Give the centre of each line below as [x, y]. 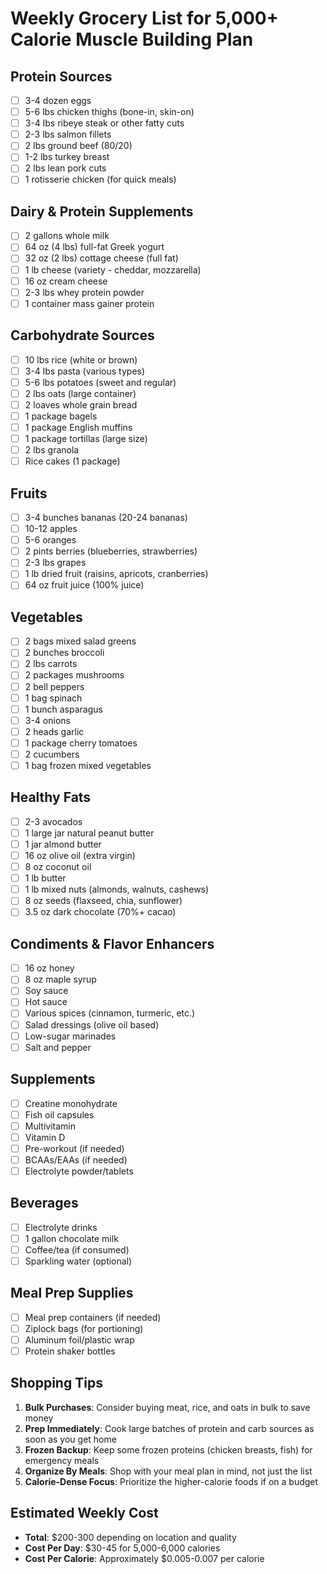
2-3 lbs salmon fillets [68, 134]
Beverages [44, 1203]
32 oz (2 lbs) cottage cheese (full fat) [101, 258]
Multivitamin [50, 1126]
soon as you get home [70, 1439]
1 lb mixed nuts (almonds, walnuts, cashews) [117, 889]
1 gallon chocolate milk [71, 1238]
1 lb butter [45, 878]
